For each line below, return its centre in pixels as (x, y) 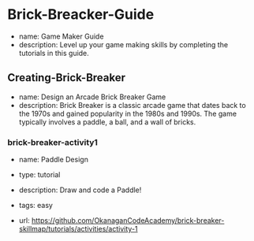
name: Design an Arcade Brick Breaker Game (92, 97)
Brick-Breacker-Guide (81, 15)
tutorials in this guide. (54, 53)
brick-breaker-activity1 (52, 142)
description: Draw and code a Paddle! (80, 190)
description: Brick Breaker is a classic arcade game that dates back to (132, 105)
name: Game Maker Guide (61, 36)
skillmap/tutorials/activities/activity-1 (78, 229)
